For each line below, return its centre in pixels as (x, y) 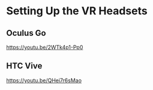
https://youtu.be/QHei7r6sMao (44, 80)
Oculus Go (26, 33)
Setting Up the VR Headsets (77, 11)
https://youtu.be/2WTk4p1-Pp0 (45, 47)
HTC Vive (24, 66)
